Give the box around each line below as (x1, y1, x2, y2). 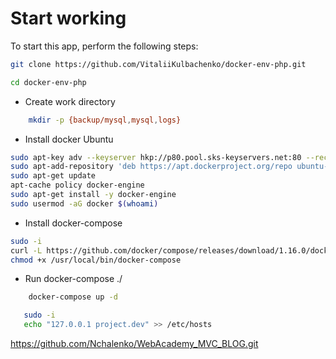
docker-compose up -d (28, 292, 118, 302)
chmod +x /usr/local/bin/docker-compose (10, 255, 182, 265)
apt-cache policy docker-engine (10, 180, 145, 191)
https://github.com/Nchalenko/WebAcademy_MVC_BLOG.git (10, 338, 259, 350)
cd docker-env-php (10, 77, 87, 87)
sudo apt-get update (10, 171, 97, 181)
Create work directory (24, 95, 116, 107)
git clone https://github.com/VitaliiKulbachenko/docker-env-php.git (10, 59, 307, 69)
